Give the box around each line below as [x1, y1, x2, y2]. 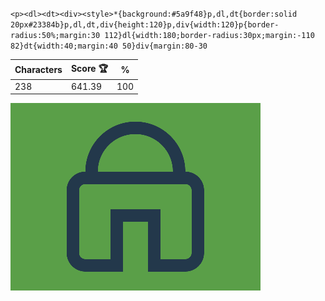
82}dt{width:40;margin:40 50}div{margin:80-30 [10, 41, 208, 51]
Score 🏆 [70, 62, 108, 74]
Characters [14, 64, 63, 75]
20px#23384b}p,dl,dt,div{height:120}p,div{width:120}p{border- [10, 20, 280, 30]
